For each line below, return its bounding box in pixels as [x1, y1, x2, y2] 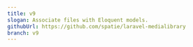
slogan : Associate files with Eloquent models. [7, 17, 149, 23]
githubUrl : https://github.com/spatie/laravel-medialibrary [7, 23, 187, 30]
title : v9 [7, 10, 36, 17]
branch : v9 [7, 29, 39, 37]
